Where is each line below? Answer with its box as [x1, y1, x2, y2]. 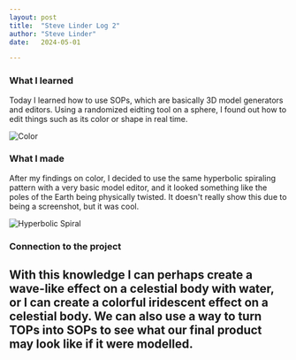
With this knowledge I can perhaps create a [9, 267, 254, 283]
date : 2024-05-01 [9, 37, 81, 47]
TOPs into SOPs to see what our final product [9, 323, 262, 338]
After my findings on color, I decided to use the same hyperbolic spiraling [9, 172, 277, 183]
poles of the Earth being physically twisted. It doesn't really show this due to [9, 191, 287, 202]
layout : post [9, 12, 57, 22]
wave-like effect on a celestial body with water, [9, 281, 275, 296]
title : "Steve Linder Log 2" [9, 21, 121, 30]
